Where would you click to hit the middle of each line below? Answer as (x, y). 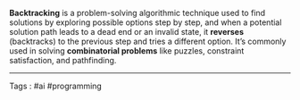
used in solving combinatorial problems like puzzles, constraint (127, 51)
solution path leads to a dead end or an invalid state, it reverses (126, 32)
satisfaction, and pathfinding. (63, 60)
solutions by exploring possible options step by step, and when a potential (146, 22)
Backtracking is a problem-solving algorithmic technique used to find (137, 13)
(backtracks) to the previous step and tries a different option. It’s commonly (148, 41)
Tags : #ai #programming (56, 86)
